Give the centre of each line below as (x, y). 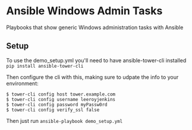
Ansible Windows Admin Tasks (84, 11)
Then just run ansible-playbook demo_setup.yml (64, 121)
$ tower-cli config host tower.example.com (61, 94)
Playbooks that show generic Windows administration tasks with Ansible (95, 27)
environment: (22, 83)
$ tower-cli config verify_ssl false (53, 110)
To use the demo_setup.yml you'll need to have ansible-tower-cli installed (96, 60)
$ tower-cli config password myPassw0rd (57, 104)
